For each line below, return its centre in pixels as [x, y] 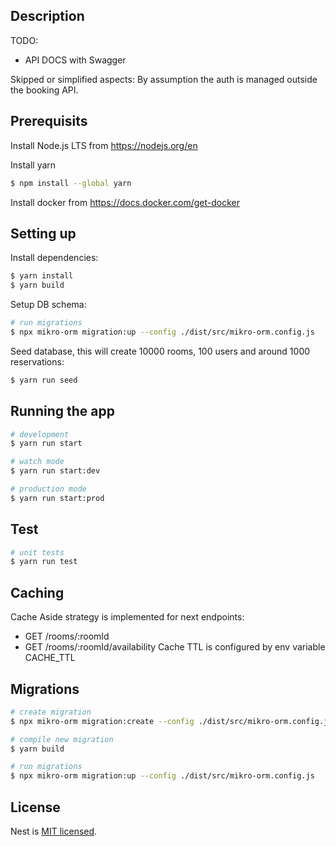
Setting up [43, 233]
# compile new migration [62, 739]
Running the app [62, 411]
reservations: [37, 361]
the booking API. [44, 90]
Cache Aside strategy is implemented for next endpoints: [127, 617]
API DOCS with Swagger [75, 60]
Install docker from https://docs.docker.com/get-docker [125, 202]
